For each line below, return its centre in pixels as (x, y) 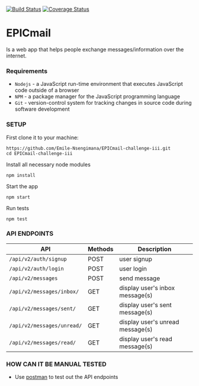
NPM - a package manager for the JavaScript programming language (97, 96)
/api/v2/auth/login (36, 268)
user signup (136, 259)
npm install (21, 175)
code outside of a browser (47, 90)
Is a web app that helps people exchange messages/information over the (95, 49)
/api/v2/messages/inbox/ (44, 291)
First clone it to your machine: (42, 137)
